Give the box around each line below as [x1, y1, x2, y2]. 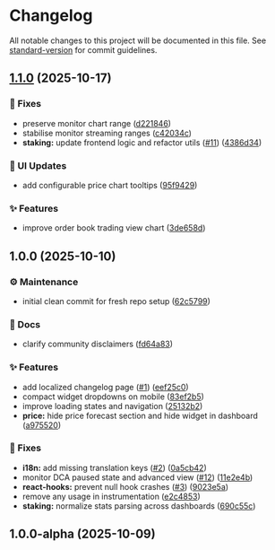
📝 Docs [9, 318, 41, 330]
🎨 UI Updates [9, 159, 67, 171]
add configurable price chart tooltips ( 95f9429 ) [21, 179, 198, 190]
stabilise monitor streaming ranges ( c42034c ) [21, 127, 193, 138]
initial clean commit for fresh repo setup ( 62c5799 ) [21, 295, 211, 306]
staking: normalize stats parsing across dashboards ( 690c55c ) [21, 500, 256, 511]
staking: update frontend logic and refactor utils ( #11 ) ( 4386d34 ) [21, 136, 262, 148]
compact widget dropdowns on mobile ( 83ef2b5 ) [21, 391, 204, 402]
